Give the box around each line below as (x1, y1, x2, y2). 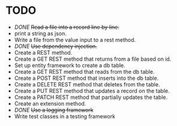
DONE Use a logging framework (14, 106, 94, 113)
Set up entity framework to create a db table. (14, 61, 125, 69)
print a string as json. (14, 29, 67, 37)
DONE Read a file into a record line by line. (14, 23, 119, 31)
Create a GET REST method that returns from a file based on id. (14, 55, 172, 62)
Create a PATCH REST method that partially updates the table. (14, 94, 168, 101)
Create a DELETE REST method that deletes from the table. (14, 80, 160, 88)
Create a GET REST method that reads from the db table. (14, 68, 155, 75)
